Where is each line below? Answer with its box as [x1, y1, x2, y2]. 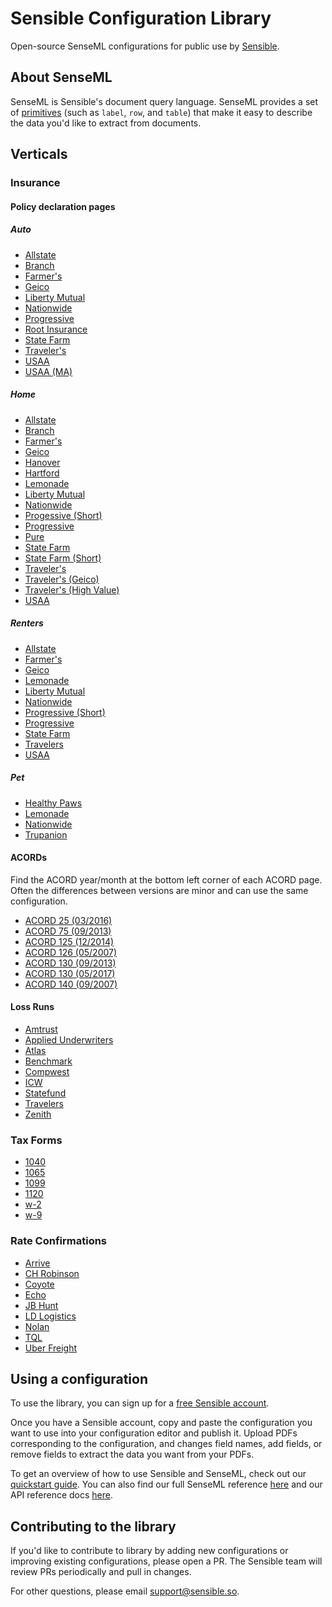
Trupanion [24, 828, 68, 841]
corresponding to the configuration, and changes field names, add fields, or [10, 1438, 323, 1450]
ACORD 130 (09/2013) [24, 957, 117, 969]
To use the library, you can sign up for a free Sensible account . [10, 1397, 270, 1409]
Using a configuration [10, 1370, 148, 1387]
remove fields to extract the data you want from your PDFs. [10, 1448, 255, 1461]
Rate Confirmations [10, 1234, 108, 1248]
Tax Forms [10, 1133, 63, 1147]
